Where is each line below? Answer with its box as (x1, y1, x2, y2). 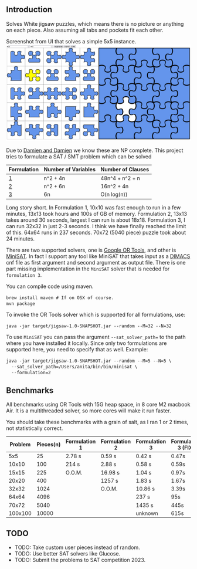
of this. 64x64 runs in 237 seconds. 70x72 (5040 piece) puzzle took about (6, 229, 186, 236)
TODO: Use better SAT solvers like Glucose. (14, 550, 121, 557)
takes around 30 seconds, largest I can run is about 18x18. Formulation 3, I (6, 216, 186, 223)
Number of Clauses (100, 166, 150, 173)
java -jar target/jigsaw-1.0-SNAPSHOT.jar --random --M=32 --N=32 (6, 323, 172, 329)
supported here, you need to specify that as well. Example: (6, 346, 148, 353)
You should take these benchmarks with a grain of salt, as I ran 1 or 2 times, (6, 419, 189, 426)
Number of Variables (43, 166, 96, 173)
